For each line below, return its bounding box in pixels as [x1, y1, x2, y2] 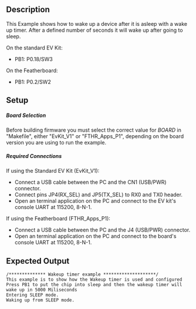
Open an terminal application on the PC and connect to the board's [14, 233, 177, 240]
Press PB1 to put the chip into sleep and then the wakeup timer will [6, 281, 183, 287]
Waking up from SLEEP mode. [6, 297, 75, 303]
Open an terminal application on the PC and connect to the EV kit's [14, 197, 176, 204]
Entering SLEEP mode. [6, 292, 59, 298]
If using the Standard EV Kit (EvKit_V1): [6, 167, 100, 174]
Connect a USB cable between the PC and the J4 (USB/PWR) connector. [14, 226, 191, 234]
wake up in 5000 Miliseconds [6, 287, 77, 293]
